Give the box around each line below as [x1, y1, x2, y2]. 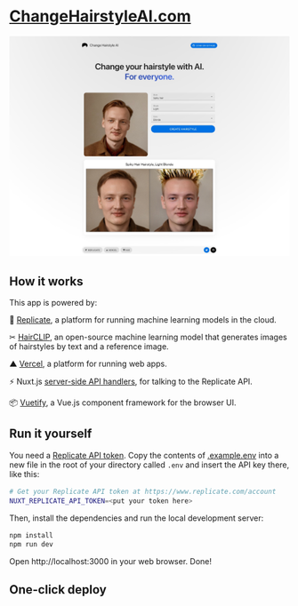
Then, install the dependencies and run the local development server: [9, 513, 264, 523]
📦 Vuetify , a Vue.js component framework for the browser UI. [9, 397, 238, 408]
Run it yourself [9, 427, 93, 442]
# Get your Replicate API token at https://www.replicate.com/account [9, 487, 277, 496]
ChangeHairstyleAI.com [9, 6, 191, 27]
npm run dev [9, 540, 53, 549]
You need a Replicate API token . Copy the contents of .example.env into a [9, 450, 279, 460]
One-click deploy [9, 582, 107, 597]
